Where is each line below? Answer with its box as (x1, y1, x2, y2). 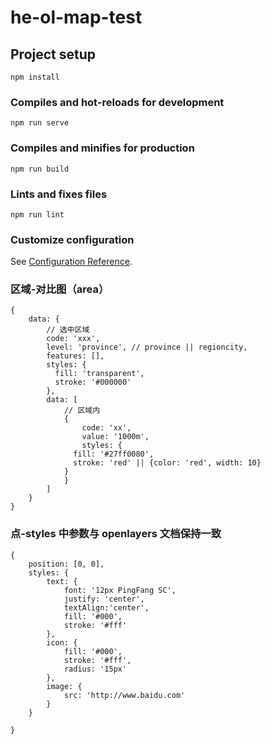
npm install (10, 72, 60, 82)
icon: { (46, 637, 78, 648)
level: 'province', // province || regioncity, (46, 342, 248, 353)
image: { (46, 681, 83, 691)
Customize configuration (10, 232, 135, 246)
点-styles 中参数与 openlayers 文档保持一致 (10, 527, 222, 541)
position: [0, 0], (28, 559, 105, 569)
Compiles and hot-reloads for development (10, 95, 225, 109)
